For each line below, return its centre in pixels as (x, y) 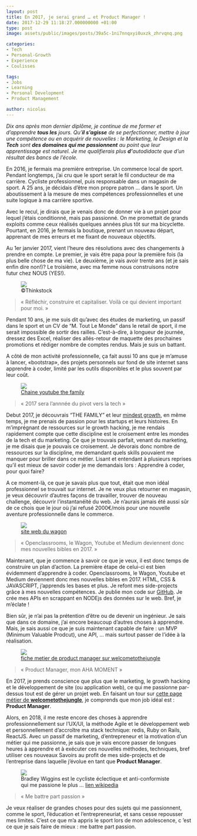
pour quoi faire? (25, 471)
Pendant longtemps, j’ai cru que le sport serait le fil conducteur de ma (91, 175)
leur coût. (18, 374)
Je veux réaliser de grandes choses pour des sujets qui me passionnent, (94, 808)
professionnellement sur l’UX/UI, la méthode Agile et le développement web (98, 723)
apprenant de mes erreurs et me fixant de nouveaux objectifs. (81, 236)
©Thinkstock (36, 290)
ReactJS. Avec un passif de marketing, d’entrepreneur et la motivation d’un (97, 736)
